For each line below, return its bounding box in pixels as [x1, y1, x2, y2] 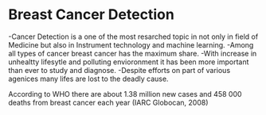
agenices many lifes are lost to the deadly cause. [8, 74, 169, 83]
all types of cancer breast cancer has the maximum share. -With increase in [8, 48, 257, 58]
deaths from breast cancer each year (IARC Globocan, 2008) [8, 98, 209, 107]
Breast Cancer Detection [8, 6, 175, 24]
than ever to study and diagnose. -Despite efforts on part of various [8, 65, 231, 75]
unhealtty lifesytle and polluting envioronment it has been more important [8, 57, 249, 67]
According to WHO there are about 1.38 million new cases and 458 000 [8, 89, 242, 98]
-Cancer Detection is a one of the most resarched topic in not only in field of [8, 32, 259, 41]
